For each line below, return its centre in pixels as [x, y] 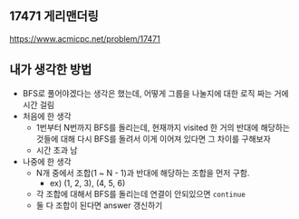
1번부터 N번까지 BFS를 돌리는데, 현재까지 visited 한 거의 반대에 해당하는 [163, 127]
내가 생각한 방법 [51, 70]
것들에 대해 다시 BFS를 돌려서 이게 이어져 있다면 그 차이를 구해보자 [154, 138]
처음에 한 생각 [47, 115]
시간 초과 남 [57, 150]
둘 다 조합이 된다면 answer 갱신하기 [99, 205]
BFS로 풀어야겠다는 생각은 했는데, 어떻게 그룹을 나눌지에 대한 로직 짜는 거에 [155, 93]
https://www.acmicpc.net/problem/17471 [85, 38]
